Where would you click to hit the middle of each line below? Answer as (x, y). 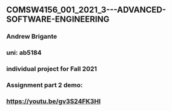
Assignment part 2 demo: (45, 85)
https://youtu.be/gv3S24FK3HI (54, 101)
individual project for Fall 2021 (52, 69)
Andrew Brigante (32, 37)
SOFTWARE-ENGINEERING (58, 20)
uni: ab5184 (24, 52)
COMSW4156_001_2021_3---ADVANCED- (86, 10)
